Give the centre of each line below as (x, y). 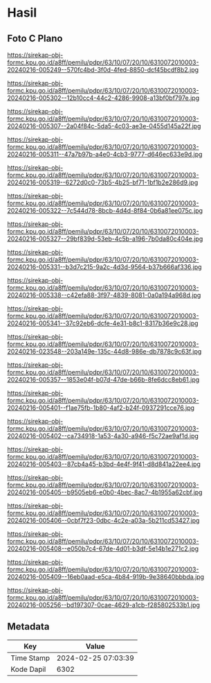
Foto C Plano (35, 38)
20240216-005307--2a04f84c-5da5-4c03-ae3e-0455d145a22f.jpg (104, 126)
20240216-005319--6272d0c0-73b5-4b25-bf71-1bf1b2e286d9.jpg (103, 182)
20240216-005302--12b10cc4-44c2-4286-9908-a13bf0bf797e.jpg (103, 98)
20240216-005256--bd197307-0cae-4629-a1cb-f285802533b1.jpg (104, 605)
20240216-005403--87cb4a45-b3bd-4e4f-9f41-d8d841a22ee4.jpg (104, 464)
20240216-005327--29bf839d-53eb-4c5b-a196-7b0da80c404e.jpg (105, 239)
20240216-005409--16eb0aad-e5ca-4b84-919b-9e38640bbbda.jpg (106, 577)
